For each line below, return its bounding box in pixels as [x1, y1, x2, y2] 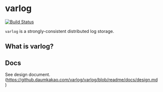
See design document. [5, 72, 51, 77]
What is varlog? [5, 42, 54, 51]
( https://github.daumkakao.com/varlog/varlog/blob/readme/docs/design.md [5, 77, 158, 83]
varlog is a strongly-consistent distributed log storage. [5, 28, 114, 34]
